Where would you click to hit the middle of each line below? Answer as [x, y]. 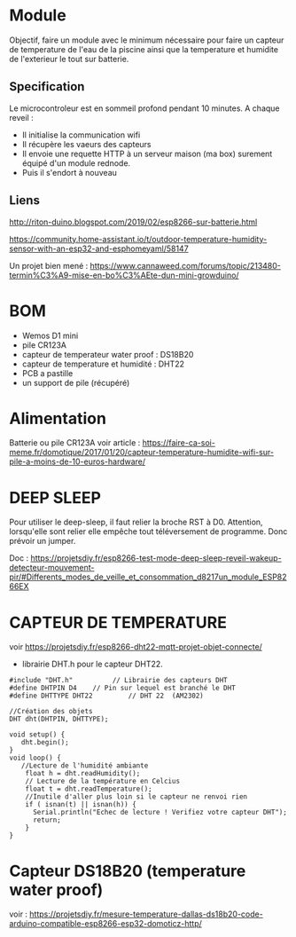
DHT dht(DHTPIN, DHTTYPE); [59, 720]
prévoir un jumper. [43, 541]
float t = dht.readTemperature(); [89, 789]
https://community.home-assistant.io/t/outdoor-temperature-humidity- [138, 239]
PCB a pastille [47, 373]
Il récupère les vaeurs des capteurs [86, 144]
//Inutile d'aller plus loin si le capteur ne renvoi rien [136, 797]
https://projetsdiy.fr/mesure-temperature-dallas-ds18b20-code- [146, 914]
